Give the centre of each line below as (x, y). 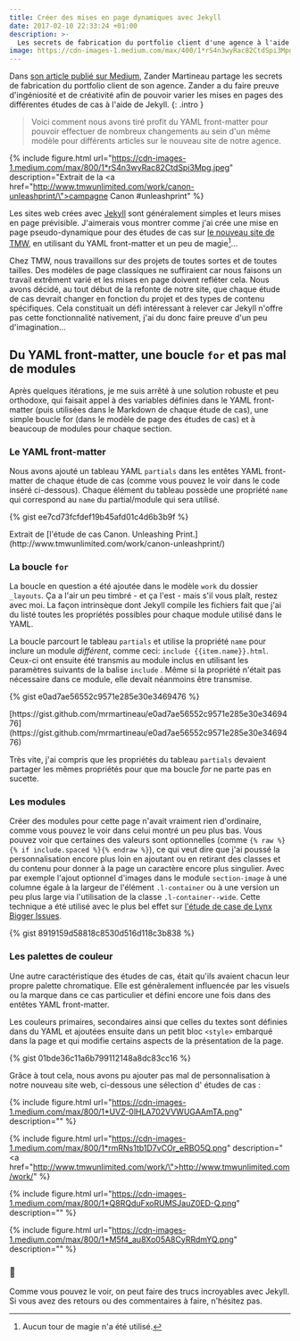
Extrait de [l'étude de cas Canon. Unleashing (92, 534)
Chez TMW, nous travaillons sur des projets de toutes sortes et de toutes (143, 261)
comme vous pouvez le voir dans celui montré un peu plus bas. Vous (136, 830)
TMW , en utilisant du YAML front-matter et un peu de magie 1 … (124, 242)
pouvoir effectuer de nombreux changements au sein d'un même (150, 131)
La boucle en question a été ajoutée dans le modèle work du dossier (134, 587)
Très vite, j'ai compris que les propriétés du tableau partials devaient (137, 760)
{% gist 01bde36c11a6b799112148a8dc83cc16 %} (100, 1058)
